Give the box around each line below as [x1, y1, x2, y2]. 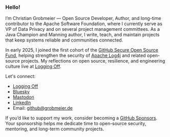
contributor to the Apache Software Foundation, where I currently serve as [5, 21, 163, 27]
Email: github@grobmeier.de [12, 105, 73, 111]
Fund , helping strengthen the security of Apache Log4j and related [5, 52, 146, 58]
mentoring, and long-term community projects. [5, 126, 104, 132]
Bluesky [12, 89, 30, 95]
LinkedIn [12, 100, 31, 106]
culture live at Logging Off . [5, 63, 61, 70]
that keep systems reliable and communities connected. [5, 37, 123, 43]
